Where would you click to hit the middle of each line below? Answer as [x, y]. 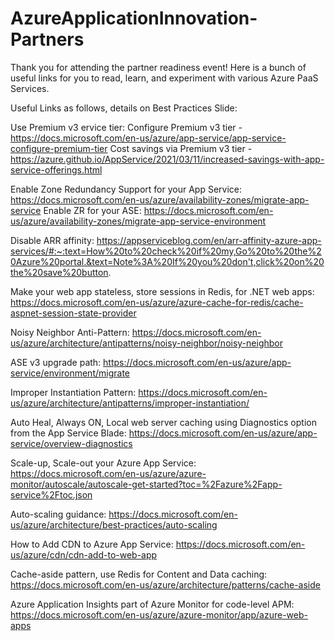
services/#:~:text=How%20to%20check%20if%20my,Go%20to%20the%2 [166, 251]
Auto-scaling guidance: [58, 514]
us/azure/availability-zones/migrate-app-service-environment [138, 221]
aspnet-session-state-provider [73, 313]
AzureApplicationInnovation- [134, 18]
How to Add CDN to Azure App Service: [92, 544]
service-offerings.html [56, 169]
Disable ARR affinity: [52, 240]
